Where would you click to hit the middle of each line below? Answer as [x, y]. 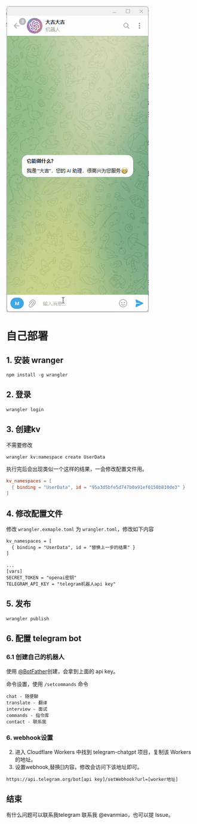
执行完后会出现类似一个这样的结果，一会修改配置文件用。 [77, 468]
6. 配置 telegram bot [44, 638]
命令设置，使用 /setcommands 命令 [47, 684]
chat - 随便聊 [22, 696]
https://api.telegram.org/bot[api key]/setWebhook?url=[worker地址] [92, 779]
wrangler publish [28, 618]
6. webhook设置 [30, 738]
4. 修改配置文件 [34, 514]
